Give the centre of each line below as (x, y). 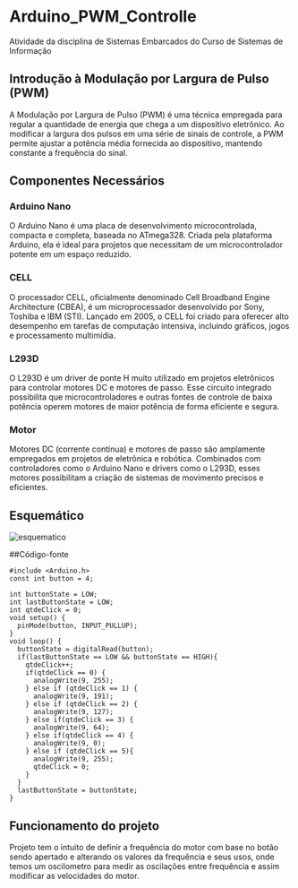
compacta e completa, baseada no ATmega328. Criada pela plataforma (141, 236)
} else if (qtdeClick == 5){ (80, 751)
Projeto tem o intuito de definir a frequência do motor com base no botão (144, 847)
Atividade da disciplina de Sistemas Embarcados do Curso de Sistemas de (146, 41)
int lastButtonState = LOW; (62, 602)
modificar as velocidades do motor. (74, 875)
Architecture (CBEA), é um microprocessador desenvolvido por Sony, (137, 306)
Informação (30, 50)
